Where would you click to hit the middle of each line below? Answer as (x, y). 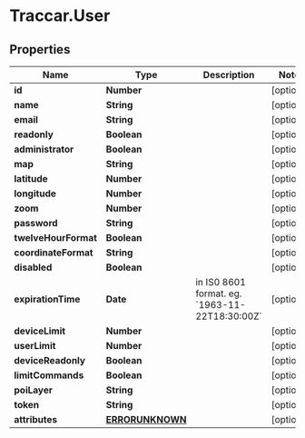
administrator (44, 149)
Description (229, 75)
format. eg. (218, 294)
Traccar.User (60, 16)
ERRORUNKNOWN (146, 419)
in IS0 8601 (221, 282)
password (36, 223)
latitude (31, 179)
